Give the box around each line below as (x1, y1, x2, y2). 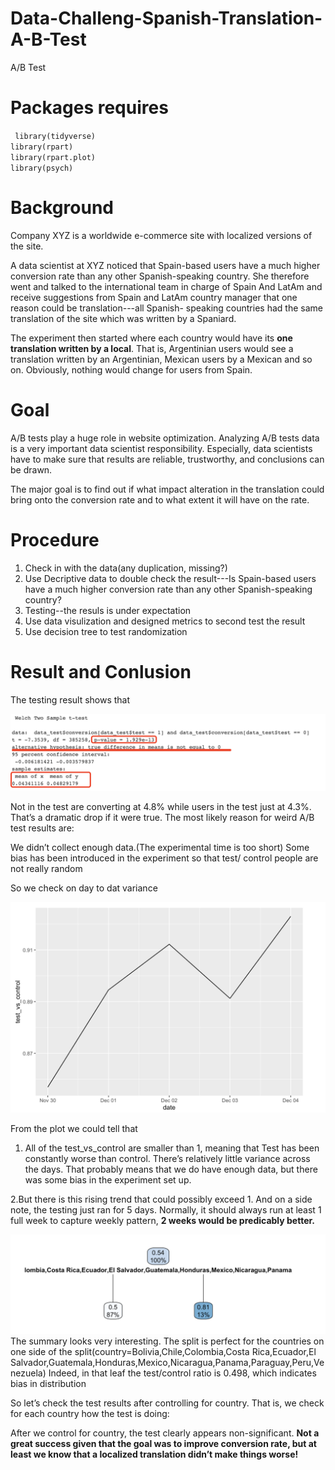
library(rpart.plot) (10, 152, 97, 162)
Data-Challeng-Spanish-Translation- (10, 7, 323, 30)
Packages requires (10, 97, 169, 119)
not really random (10, 862, 83, 874)
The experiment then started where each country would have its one (10, 332, 293, 344)
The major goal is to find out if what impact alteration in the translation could (10, 483, 325, 495)
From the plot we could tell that (10, 1123, 138, 1135)
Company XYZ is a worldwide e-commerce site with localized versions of (10, 229, 313, 241)
